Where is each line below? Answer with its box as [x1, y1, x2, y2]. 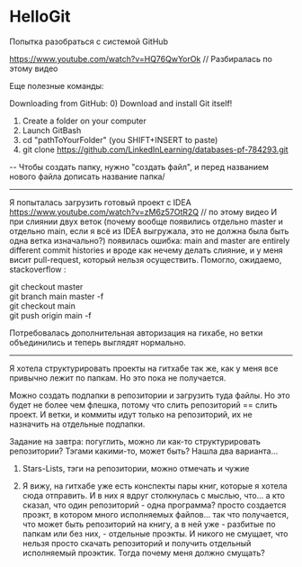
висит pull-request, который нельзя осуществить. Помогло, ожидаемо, [9, 254, 282, 265]
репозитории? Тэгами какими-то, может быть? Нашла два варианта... [9, 445, 279, 456]
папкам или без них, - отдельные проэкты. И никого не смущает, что [22, 528, 289, 539]
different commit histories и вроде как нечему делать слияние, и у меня [9, 245, 283, 256]
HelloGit [9, 6, 71, 27]
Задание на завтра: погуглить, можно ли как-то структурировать [9, 436, 261, 446]
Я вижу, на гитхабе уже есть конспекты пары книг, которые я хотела [22, 480, 288, 491]
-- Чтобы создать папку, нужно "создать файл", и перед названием [9, 161, 270, 172]
